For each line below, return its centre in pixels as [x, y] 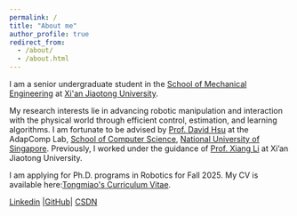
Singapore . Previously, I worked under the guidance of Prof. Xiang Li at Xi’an [149, 148]
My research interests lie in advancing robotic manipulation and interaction [146, 111]
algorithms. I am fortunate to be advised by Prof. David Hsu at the [129, 129]
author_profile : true [49, 34]
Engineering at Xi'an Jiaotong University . [84, 93]
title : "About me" [43, 26]
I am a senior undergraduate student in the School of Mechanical [128, 84]
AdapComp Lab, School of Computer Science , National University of [135, 139]
